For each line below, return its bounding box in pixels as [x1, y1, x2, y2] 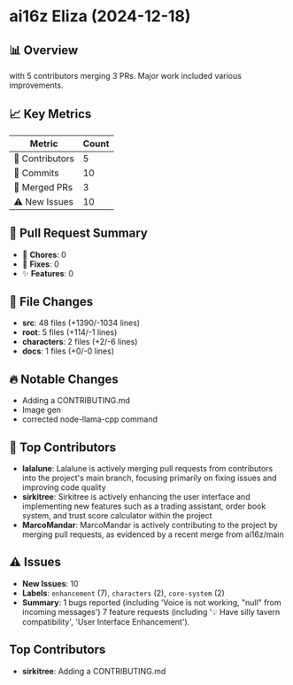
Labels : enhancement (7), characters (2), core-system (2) [21, 588, 226, 598]
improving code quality [21, 482, 106, 493]
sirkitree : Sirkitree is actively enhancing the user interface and [21, 492, 251, 502]
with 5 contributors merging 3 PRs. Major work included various [9, 71, 242, 81]
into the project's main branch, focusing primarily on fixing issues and [21, 472, 277, 484]
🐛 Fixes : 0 [21, 259, 59, 269]
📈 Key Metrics [9, 106, 92, 121]
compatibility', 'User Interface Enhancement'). [21, 616, 190, 627]
